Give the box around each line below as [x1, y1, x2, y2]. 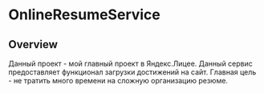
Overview [8, 38, 59, 51]
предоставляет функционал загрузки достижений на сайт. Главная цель [8, 67, 257, 77]
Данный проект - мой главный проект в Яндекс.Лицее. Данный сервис [8, 59, 253, 68]
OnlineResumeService [8, 6, 160, 24]
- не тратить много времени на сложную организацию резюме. [8, 76, 229, 85]
